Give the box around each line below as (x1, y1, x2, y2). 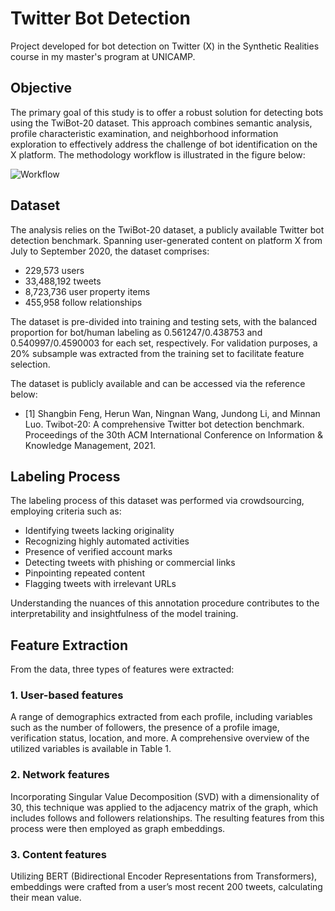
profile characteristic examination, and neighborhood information (10, 127, 279, 139)
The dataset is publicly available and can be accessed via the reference (10, 377, 306, 389)
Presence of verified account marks (24, 546, 173, 558)
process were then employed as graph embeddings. (10, 822, 226, 834)
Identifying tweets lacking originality (24, 525, 175, 537)
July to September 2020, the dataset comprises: (10, 245, 210, 257)
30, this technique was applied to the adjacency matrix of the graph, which (10, 801, 319, 813)
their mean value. (10, 892, 82, 904)
